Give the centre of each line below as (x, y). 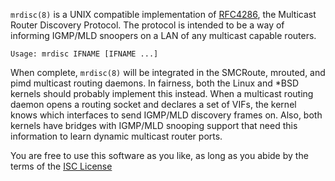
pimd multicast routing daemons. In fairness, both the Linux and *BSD (155, 83)
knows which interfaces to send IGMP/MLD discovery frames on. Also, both (166, 115)
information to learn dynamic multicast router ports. (116, 136)
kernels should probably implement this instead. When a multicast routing (162, 93)
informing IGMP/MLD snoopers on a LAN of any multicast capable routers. (163, 35)
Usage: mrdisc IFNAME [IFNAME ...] (84, 54)
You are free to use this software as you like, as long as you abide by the (159, 155)
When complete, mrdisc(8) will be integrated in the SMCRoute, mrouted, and (168, 72)
